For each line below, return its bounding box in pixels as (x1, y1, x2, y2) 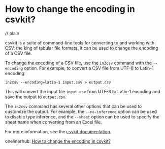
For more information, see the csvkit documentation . (5, 128, 112, 134)
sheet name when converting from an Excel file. (5, 119, 102, 125)
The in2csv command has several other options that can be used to (5, 103, 142, 109)
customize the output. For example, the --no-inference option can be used (5, 109, 157, 114)
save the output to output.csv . (5, 94, 66, 100)
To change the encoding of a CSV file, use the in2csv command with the (5, 60, 152, 66)
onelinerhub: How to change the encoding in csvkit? (5, 138, 111, 144)
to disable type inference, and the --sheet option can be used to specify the (5, 113, 160, 119)
